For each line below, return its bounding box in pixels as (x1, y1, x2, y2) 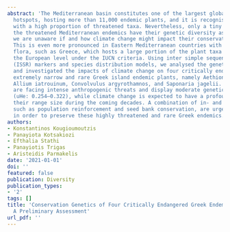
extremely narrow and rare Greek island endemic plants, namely (13, 73, 201, 81)
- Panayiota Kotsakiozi (7, 131, 75, 138)
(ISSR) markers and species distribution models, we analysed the (13, 61, 207, 68)
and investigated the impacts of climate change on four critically (13, 67, 213, 74)
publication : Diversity (7, 176, 75, 183)
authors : (7, 118, 32, 126)
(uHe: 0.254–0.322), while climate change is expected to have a (13, 93, 204, 100)
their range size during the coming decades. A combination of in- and (13, 100, 222, 106)
